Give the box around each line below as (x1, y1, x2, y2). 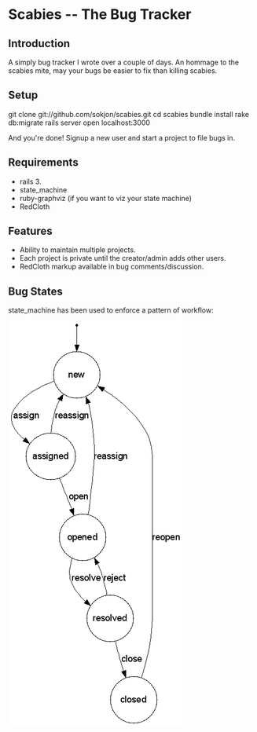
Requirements (8, 156, 79, 170)
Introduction (8, 37, 71, 50)
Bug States (8, 284, 63, 298)
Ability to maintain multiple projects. (19, 245, 136, 254)
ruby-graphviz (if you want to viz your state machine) (19, 193, 193, 203)
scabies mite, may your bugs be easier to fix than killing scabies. (8, 66, 218, 75)
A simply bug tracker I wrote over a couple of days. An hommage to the (8, 57, 240, 67)
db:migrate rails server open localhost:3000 (8, 118, 151, 127)
